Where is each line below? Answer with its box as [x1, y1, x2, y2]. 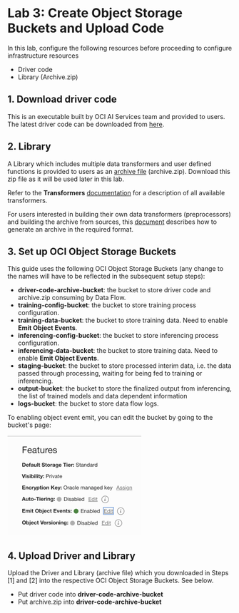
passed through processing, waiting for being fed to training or [17, 369, 203, 378]
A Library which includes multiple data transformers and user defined [7, 159, 212, 168]
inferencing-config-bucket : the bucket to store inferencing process [17, 331, 219, 340]
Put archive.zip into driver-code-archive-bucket [17, 597, 162, 607]
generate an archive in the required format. [7, 225, 134, 233]
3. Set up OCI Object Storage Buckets [7, 245, 177, 257]
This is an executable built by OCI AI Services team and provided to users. [7, 112, 225, 120]
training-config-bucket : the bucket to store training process [17, 301, 196, 309]
